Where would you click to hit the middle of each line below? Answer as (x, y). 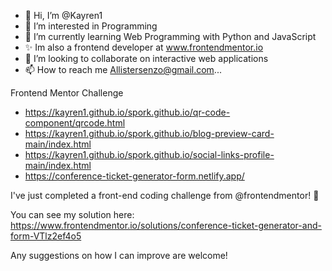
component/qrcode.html (75, 123)
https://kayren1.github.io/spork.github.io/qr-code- (127, 112)
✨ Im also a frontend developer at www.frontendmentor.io (144, 47)
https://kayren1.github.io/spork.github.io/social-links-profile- (149, 154)
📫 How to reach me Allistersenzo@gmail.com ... (123, 69)
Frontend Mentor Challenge (67, 93)
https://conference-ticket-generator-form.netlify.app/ (134, 176)
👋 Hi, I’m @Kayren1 (63, 15)
